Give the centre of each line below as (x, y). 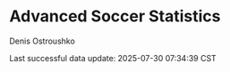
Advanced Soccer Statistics (115, 16)
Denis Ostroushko (43, 41)
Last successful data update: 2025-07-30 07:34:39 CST (113, 58)
